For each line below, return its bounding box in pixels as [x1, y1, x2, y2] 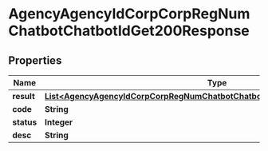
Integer [44, 117, 73, 128]
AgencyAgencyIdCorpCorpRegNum [8, 5, 250, 23]
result [12, 91, 36, 101]
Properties [8, 54, 62, 67]
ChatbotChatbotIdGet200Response [8, 22, 250, 40]
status [12, 117, 37, 128]
